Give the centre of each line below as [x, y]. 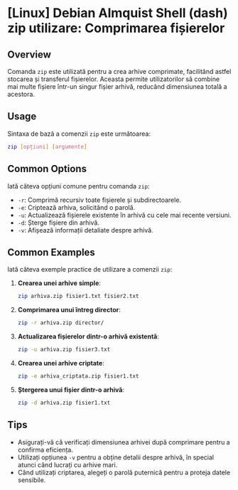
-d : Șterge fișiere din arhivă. [58, 223]
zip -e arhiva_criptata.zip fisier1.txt [78, 376]
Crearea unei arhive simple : [59, 283]
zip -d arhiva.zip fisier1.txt [64, 403]
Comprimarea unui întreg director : [69, 310]
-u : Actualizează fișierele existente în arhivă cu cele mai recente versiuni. [124, 215]
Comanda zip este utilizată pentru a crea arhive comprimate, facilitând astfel [119, 71]
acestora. [21, 94]
